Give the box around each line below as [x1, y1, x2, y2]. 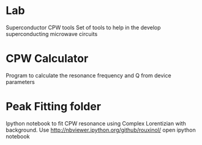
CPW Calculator [6, 52, 89, 66]
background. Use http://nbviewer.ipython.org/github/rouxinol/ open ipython [6, 126, 196, 133]
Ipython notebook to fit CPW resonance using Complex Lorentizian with [6, 119, 186, 127]
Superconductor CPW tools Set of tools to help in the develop [6, 24, 161, 31]
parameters [6, 78, 35, 85]
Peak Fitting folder [6, 100, 102, 113]
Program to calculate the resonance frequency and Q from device [6, 71, 172, 79]
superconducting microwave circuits [6, 30, 98, 37]
